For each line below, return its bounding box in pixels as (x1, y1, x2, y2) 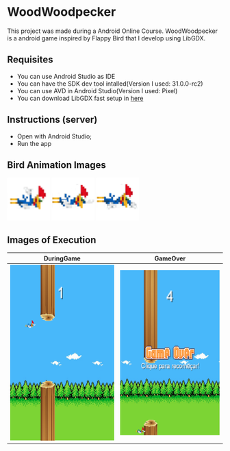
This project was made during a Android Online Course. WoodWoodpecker (7, 27, 218, 35)
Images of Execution (7, 234, 97, 245)
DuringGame (43, 254, 81, 263)
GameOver (154, 254, 186, 263)
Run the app (16, 139, 52, 147)
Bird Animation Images (7, 159, 106, 171)
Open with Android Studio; (16, 132, 92, 141)
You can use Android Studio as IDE (16, 72, 116, 80)
